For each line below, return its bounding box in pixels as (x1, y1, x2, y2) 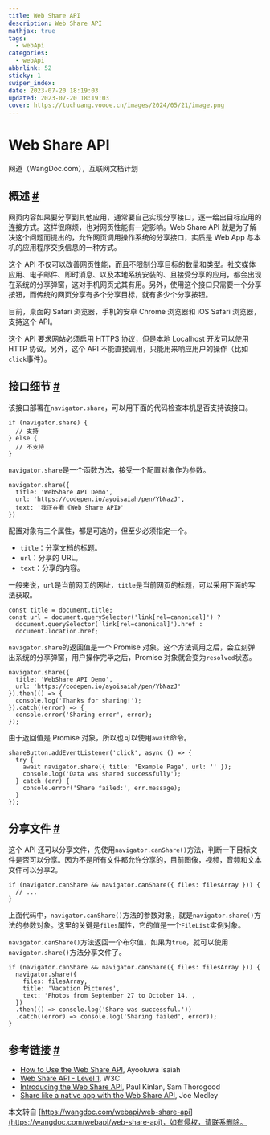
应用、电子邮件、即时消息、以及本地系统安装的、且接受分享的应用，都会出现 (8, 269, 262, 279)
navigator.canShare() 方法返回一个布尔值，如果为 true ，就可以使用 (8, 937, 229, 947)
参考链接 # (8, 1043, 60, 1057)
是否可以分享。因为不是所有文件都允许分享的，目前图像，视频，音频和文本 (14, 854, 262, 864)
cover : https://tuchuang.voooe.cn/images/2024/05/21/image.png (8, 101, 225, 109)
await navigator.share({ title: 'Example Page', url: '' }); (22, 763, 231, 771)
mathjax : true (8, 27, 56, 35)
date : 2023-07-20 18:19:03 (8, 86, 99, 95)
